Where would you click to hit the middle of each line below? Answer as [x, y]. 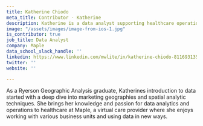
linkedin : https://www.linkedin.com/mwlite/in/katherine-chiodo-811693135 [102, 57]
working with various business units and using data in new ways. [87, 116]
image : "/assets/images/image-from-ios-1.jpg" [66, 29]
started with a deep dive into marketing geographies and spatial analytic [96, 97]
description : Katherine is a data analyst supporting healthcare [90, 23]
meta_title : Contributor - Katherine [54, 18]
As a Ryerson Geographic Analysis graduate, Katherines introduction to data [101, 91]
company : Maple [25, 46]
